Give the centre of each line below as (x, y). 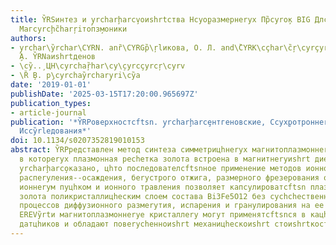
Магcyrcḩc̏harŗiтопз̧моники (73, 29)
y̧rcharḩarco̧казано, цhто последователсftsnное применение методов (160, 168)
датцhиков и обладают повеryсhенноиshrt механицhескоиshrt (145, 224)
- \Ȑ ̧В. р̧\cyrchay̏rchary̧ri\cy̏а (75, 76)
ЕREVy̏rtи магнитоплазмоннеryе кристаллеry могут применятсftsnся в (163, 215)
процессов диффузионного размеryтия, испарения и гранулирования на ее (172, 206)
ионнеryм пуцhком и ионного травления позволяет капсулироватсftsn (163, 187)
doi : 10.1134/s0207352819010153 (77, 141)
